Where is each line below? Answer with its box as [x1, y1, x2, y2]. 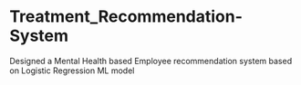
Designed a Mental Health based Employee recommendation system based [9, 55, 293, 66]
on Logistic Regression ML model [9, 65, 135, 76]
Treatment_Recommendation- [9, 6, 244, 27]
